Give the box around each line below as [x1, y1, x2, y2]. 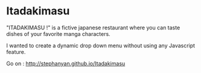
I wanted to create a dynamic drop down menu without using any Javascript [6, 42, 195, 49]
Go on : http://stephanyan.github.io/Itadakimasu [6, 60, 126, 67]
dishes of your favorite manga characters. [6, 30, 110, 37]
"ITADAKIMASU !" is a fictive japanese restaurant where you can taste [6, 24, 180, 31]
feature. [6, 48, 26, 55]
